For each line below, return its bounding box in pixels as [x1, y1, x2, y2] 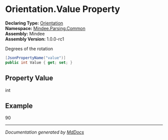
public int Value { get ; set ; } [5, 60, 72, 65]
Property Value [5, 74, 53, 82]
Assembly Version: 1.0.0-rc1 [5, 36, 64, 42]
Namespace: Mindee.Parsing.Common [5, 25, 86, 31]
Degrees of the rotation [5, 45, 53, 51]
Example [5, 101, 33, 110]
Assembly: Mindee [5, 30, 45, 36]
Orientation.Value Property [5, 3, 120, 15]
